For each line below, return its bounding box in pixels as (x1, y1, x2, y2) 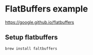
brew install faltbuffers (5, 46, 57, 51)
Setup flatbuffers (5, 33, 58, 41)
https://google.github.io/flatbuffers (5, 19, 74, 25)
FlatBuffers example (5, 3, 88, 14)
